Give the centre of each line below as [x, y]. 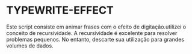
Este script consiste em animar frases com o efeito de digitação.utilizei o [96, 27]
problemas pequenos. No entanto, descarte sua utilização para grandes [95, 39]
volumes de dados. [30, 46]
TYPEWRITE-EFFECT [60, 10]
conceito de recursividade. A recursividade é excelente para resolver [92, 33]
